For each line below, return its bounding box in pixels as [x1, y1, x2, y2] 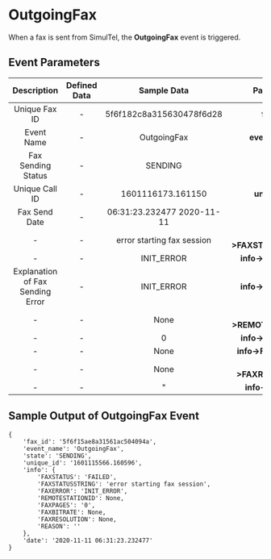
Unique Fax [13, 103, 57, 115]
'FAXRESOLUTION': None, [37, 515, 117, 524]
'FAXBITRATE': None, [37, 508, 106, 516]
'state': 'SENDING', [23, 452, 92, 460]
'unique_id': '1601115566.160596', [23, 458, 143, 467]
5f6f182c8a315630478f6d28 [104, 108, 223, 119]
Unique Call [13, 183, 58, 194]
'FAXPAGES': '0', [37, 501, 95, 509]
